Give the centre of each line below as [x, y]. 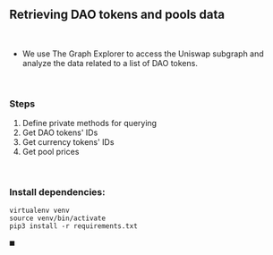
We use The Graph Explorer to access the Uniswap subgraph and [143, 54]
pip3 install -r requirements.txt [74, 226]
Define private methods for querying [90, 123]
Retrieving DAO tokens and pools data [117, 15]
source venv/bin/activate [57, 218]
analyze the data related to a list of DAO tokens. [110, 63]
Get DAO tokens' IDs [60, 132]
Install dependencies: [57, 192]
